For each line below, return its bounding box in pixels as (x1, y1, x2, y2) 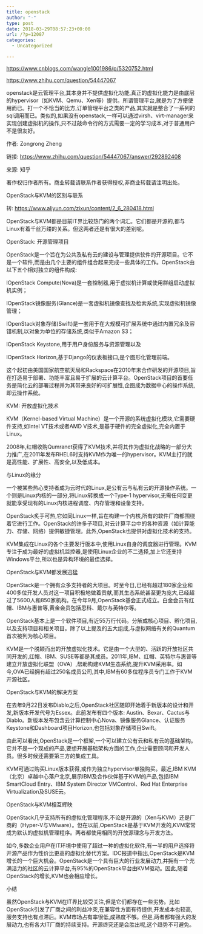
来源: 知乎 (6, 165, 31, 173)
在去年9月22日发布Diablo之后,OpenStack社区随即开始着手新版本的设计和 (6, 701, 189, 709)
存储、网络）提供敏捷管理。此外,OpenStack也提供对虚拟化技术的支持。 (16, 527, 195, 535)
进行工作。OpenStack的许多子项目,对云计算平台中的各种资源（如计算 (16, 520, 190, 527)
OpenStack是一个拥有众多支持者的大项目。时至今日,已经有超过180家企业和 (6, 581, 193, 588)
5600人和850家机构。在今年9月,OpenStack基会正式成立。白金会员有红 (16, 596, 195, 603)
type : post (6, 20, 34, 26)
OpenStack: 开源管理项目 (6, 238, 69, 245)
